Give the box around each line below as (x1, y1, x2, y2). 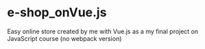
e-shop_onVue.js (7, 5, 107, 20)
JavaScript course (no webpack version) (7, 34, 122, 42)
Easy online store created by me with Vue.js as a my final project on (7, 27, 199, 35)
